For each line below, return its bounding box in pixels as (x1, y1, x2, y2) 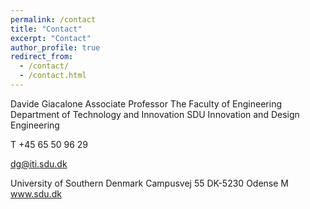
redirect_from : (10, 52, 74, 62)
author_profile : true (10, 42, 101, 53)
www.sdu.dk (10, 187, 62, 200)
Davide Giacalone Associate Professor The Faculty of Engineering (10, 97, 283, 110)
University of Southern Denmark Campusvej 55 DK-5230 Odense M (10, 177, 289, 189)
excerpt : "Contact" (10, 33, 92, 43)
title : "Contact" (10, 24, 83, 34)
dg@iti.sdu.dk (10, 157, 68, 170)
